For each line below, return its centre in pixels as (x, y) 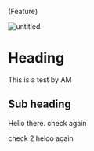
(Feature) (23, 11)
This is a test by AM (40, 79)
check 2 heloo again (41, 138)
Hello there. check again (47, 123)
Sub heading (40, 104)
